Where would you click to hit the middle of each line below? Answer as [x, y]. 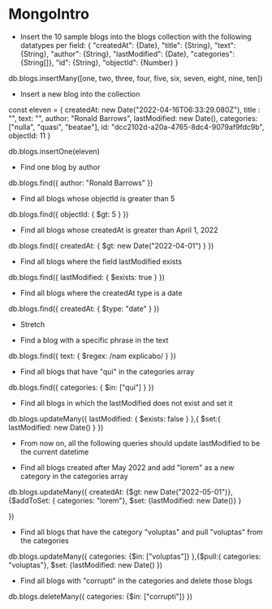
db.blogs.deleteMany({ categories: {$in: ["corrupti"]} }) [101, 596]
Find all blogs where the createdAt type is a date [101, 292]
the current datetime [54, 451]
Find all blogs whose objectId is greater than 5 [97, 198]
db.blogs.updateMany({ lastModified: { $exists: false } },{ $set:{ [114, 418]
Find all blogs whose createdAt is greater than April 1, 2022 [119, 230]
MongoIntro [49, 14]
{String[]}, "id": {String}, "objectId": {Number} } [99, 63]
